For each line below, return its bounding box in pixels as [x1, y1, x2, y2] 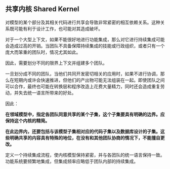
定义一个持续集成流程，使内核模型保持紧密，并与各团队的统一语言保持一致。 [5, 152, 165, 158]
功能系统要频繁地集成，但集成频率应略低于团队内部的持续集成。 [5, 158, 138, 164]
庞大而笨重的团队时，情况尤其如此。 [5, 49, 81, 55]
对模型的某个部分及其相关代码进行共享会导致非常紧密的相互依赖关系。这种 [5, 19, 160, 25]
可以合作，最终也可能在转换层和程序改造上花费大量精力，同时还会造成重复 [5, 83, 160, 89]
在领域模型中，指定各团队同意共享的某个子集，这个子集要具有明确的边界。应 [5, 111, 165, 117]
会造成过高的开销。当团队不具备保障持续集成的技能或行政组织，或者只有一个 [5, 43, 165, 49]
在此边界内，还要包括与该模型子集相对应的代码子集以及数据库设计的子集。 [5, 128, 160, 134]
